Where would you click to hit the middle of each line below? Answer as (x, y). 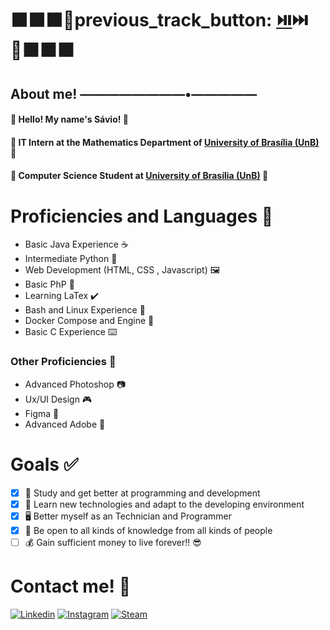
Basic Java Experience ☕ (76, 244)
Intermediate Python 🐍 (71, 259)
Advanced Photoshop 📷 (75, 384)
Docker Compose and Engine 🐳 (89, 321)
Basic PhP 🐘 (49, 284)
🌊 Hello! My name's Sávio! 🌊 (69, 119)
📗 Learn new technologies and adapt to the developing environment (164, 504)
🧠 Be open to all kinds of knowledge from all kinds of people (148, 530)
